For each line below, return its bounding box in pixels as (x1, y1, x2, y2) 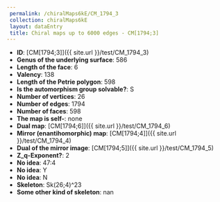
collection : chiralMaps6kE (9, 17, 88, 24)
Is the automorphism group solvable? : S (16, 85, 135, 93)
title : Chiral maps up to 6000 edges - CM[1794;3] (9, 29, 159, 37)
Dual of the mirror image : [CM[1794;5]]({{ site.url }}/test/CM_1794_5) (16, 144, 214, 152)
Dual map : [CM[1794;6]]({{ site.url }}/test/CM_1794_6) (16, 122, 171, 130)
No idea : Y (16, 166, 48, 174)
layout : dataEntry (9, 23, 63, 30)
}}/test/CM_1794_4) (16, 136, 72, 145)
